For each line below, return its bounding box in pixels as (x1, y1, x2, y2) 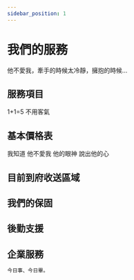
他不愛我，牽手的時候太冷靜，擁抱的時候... (7, 66, 128, 74)
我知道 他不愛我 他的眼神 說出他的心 (7, 150, 109, 158)
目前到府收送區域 (7, 172, 80, 183)
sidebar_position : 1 (7, 10, 67, 17)
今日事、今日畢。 (7, 267, 49, 274)
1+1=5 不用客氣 (7, 108, 50, 116)
